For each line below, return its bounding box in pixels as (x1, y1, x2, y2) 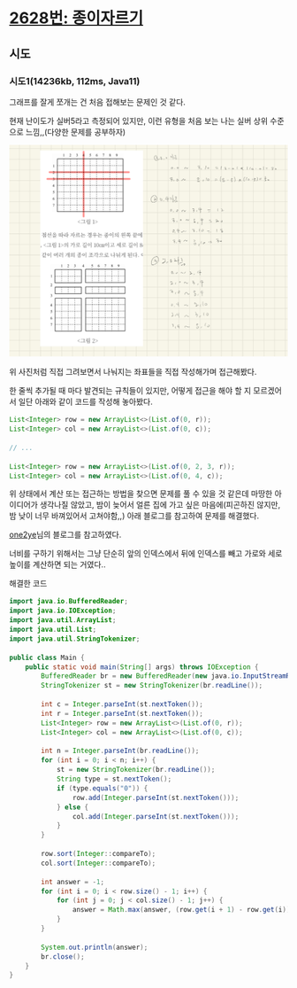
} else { (56, 803, 89, 812)
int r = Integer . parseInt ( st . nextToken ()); (41, 709, 203, 718)
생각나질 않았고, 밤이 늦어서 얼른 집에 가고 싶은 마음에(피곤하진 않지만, (39, 500, 281, 510)
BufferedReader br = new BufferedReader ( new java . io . (41, 672, 243, 681)
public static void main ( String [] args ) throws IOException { (25, 662, 259, 672)
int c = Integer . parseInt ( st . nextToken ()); (41, 700, 203, 709)
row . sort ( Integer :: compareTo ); (41, 850, 156, 859)
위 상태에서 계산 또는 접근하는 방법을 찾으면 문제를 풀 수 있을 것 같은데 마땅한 (9, 488, 273, 499)
